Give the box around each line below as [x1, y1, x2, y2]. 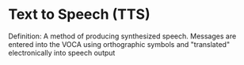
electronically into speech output [8, 48, 116, 57]
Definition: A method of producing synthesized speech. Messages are [8, 31, 237, 41]
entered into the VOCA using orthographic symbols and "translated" [8, 39, 231, 49]
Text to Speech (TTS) [8, 5, 151, 23]
